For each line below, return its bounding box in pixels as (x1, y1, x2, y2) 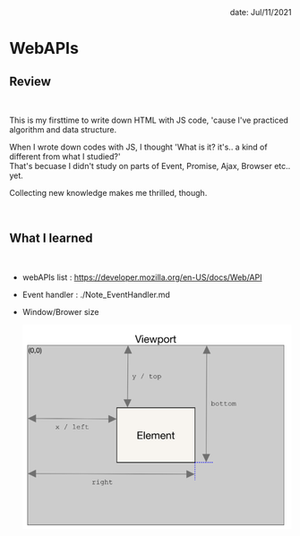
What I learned (9, 231, 93, 246)
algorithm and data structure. (9, 124, 117, 135)
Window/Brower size (21, 306, 99, 317)
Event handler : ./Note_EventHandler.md (21, 289, 170, 300)
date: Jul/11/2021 (229, 7, 292, 17)
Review (9, 73, 52, 89)
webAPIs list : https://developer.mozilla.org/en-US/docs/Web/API (21, 271, 262, 283)
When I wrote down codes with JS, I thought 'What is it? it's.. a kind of (9, 141, 268, 152)
